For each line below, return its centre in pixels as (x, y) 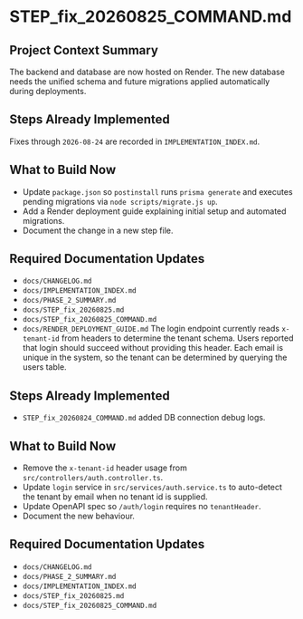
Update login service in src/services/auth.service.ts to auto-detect (152, 488)
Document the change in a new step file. (98, 230)
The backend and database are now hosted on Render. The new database (147, 72)
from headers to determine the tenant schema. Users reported (178, 338)
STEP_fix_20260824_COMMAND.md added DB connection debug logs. (144, 418)
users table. (44, 367)
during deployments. (48, 91)
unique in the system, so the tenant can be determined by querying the (155, 358)
